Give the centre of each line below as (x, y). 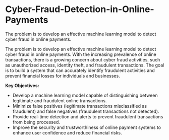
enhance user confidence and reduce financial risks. (67, 132)
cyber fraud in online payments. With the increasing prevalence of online (81, 54)
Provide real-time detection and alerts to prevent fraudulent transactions (88, 116)
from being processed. (36, 122)
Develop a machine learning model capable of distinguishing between (85, 95)
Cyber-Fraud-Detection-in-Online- (80, 9)
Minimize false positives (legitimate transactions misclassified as (80, 106)
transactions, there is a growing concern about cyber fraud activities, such (83, 59)
